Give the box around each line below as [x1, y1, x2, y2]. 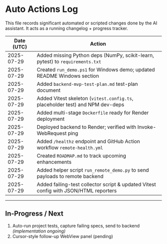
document [36, 86, 61, 93]
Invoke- [137, 123, 157, 130]
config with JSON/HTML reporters [36, 187, 117, 194]
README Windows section [36, 72, 99, 79]
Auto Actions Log [5, 3, 79, 15]
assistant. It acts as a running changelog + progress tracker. [5, 25, 128, 31]
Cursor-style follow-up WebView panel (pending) [12, 233, 113, 239]
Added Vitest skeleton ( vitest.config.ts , [36, 95, 134, 102]
